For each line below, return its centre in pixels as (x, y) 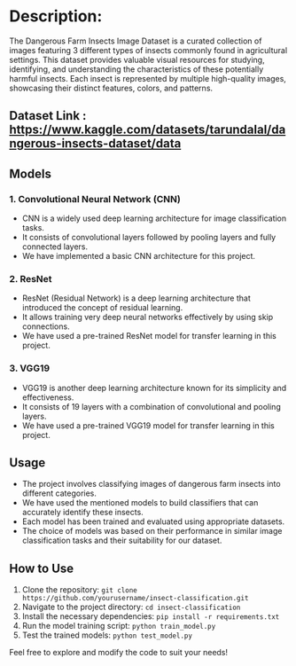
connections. (46, 326)
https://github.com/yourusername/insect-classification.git (135, 599)
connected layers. (55, 247)
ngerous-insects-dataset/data (95, 144)
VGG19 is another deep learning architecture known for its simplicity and (154, 388)
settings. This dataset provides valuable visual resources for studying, (137, 59)
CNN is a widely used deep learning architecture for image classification (154, 218)
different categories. (59, 493)
